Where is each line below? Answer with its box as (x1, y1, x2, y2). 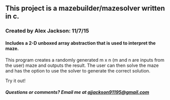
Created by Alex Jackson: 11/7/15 (5, 28, 90, 35)
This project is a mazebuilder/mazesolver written (5, 4, 165, 13)
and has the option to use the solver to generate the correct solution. (5, 67, 151, 73)
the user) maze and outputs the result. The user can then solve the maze (5, 62, 159, 68)
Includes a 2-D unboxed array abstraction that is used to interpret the (5, 40, 156, 46)
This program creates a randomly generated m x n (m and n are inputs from (5, 57, 165, 63)
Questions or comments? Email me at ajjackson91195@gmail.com (5, 89, 150, 95)
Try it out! (5, 78, 26, 84)
